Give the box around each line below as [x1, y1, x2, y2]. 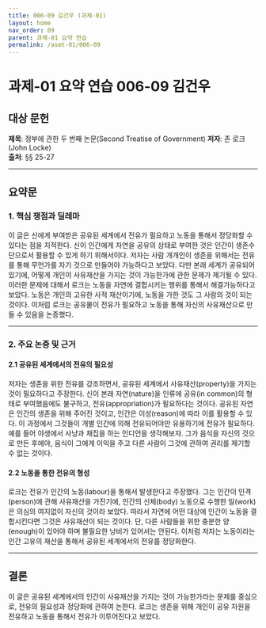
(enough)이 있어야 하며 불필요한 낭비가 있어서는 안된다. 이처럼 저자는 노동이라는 [8, 527, 256, 536]
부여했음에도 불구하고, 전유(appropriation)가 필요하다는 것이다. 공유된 [22, 398, 239, 408]
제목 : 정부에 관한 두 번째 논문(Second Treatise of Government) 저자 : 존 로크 [8, 134, 245, 143]
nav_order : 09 [8, 26, 55, 34]
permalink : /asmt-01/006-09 [8, 41, 101, 49]
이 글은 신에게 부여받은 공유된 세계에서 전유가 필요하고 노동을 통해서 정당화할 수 [8, 230, 253, 240]
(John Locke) [8, 143, 51, 153]
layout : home [8, 19, 51, 27]
